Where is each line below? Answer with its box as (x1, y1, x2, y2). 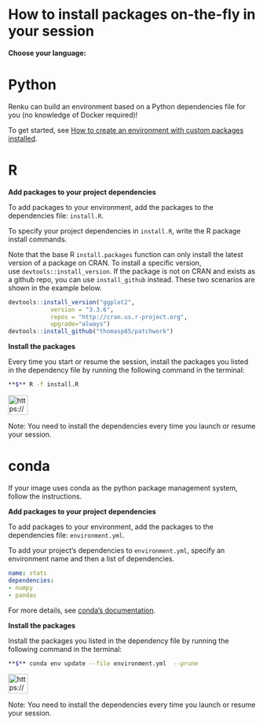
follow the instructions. (8, 491, 82, 501)
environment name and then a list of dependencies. (8, 554, 175, 563)
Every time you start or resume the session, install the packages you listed (8, 357, 249, 366)
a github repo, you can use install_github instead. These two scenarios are (8, 274, 255, 284)
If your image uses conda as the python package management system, (8, 484, 238, 492)
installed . (8, 134, 38, 143)
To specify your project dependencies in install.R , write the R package (8, 226, 241, 235)
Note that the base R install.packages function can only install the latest (8, 249, 243, 259)
